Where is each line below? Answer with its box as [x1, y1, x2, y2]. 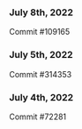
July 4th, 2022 [9, 91, 74, 103]
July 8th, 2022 [9, 6, 73, 19]
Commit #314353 [9, 69, 72, 79]
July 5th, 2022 [9, 49, 73, 61]
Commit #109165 [9, 27, 71, 37]
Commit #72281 [9, 111, 67, 122]
